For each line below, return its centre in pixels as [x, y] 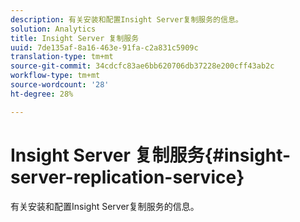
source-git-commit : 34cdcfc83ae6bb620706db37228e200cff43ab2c [142, 66]
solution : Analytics [53, 29]
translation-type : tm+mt [62, 57]
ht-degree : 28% [42, 94]
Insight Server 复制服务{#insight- [151, 155]
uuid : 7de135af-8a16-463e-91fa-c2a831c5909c [104, 47]
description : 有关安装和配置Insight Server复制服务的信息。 [126, 19]
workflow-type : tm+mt [55, 76]
